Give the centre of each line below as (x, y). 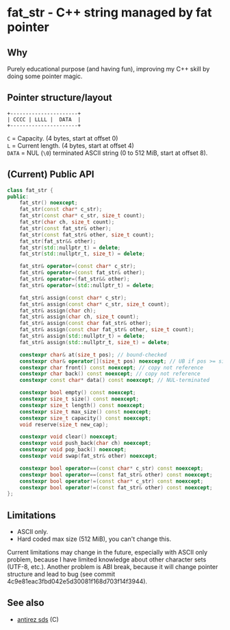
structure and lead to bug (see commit (61, 574)
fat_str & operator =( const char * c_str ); (78, 266)
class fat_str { (30, 190)
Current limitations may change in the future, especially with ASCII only (107, 553)
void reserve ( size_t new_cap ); (64, 424)
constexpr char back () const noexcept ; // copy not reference (110, 374)
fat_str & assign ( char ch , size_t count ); (79, 317)
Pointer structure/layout (60, 98)
